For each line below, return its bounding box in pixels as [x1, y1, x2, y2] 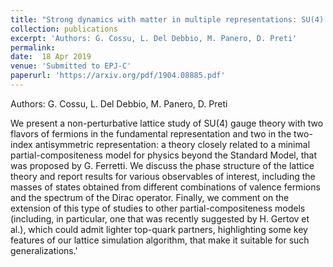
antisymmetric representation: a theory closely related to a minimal [34, 138, 311, 150]
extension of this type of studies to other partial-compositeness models [10, 202, 306, 214]
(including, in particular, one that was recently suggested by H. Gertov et [10, 212, 310, 225]
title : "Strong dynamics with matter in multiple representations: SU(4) [10, 14, 325, 25]
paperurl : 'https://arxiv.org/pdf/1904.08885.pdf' [10, 71, 226, 81]
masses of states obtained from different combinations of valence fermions [10, 181, 321, 193]
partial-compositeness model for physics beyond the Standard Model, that [10, 149, 317, 161]
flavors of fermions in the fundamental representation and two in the [10, 127, 292, 140]
